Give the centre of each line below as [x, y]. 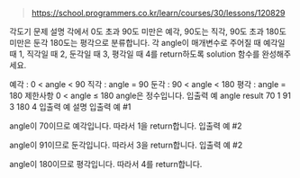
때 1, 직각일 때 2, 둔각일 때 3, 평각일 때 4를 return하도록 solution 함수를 [135, 54]
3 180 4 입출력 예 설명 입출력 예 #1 [70, 107]
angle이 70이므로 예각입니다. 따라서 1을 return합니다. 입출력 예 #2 [126, 126]
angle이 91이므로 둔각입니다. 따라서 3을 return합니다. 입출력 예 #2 [126, 145]
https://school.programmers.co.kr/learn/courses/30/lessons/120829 [158, 13]
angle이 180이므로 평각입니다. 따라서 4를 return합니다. [106, 164]
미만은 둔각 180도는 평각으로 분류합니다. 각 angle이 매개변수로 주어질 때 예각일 [147, 43]
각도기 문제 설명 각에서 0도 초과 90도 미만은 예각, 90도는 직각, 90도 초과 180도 [148, 31]
